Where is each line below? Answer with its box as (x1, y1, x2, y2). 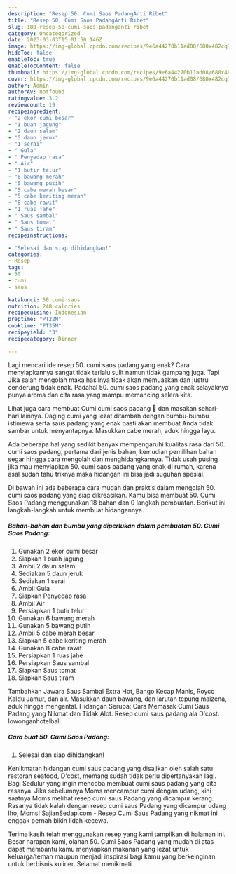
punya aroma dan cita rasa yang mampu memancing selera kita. (8, 390, 193, 399)
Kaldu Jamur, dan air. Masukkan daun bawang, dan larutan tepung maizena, (8, 695, 227, 703)
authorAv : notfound (8, 88, 65, 95)
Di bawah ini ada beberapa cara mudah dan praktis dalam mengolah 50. (8, 483, 216, 491)
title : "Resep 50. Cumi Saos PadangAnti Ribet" (8, 17, 150, 24)
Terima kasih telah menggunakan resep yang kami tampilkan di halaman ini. (8, 830, 226, 838)
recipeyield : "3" (8, 329, 59, 336)
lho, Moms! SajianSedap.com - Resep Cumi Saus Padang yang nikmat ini (8, 809, 218, 817)
